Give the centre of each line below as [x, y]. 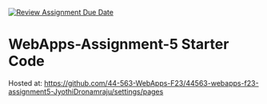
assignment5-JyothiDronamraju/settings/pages [86, 91]
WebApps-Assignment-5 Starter [119, 44]
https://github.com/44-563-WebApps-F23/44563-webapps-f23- [151, 83]
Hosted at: [25, 83]
